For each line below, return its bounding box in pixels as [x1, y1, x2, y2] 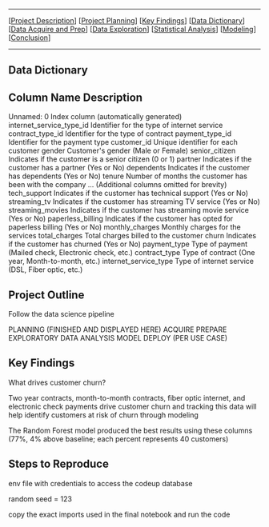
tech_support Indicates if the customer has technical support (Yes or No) [8, 189, 249, 198]
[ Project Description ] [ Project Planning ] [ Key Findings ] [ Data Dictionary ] [8, 16, 246, 25]
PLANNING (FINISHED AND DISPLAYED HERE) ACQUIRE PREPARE [8, 325, 227, 334]
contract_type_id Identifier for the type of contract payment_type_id [8, 129, 232, 138]
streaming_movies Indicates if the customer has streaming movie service [8, 206, 250, 215]
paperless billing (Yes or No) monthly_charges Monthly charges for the [8, 222, 242, 232]
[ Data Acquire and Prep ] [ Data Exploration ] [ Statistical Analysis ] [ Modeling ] [8, 25, 256, 34]
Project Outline [8, 288, 85, 301]
